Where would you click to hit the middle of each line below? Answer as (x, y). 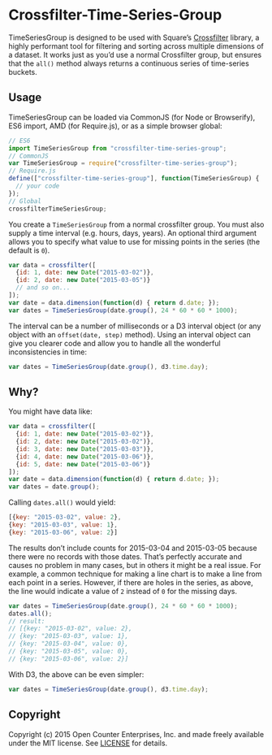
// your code (38, 186)
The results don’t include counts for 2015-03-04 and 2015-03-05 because (133, 548)
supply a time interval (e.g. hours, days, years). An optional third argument (133, 232)
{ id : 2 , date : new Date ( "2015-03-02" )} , (85, 442)
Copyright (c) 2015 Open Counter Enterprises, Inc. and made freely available (136, 734)
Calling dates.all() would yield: (62, 502)
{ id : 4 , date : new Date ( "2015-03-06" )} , (85, 457)
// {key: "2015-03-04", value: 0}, (69, 644)
